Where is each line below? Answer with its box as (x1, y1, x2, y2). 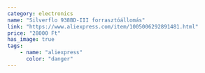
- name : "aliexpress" (20, 49, 83, 56)
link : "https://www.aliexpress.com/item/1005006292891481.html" (7, 23, 199, 30)
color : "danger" (25, 56, 73, 63)
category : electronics (7, 10, 73, 17)
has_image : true (7, 36, 55, 43)
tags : (7, 42, 23, 49)
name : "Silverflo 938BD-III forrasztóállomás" (7, 17, 146, 24)
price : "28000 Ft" (7, 29, 61, 37)
